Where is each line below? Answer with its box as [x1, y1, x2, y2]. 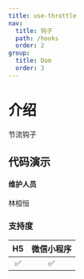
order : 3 [15, 64, 45, 72]
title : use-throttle [8, 11, 78, 20]
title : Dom [15, 57, 52, 65]
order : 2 [15, 42, 45, 50]
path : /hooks [15, 34, 59, 43]
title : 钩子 [15, 27, 54, 35]
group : [8, 49, 30, 57]
